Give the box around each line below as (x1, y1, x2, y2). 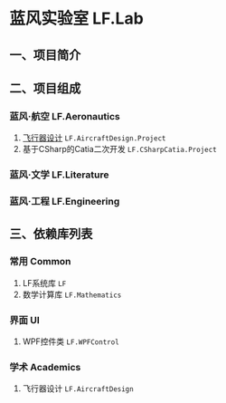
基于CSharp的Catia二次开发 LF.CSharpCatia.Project (22, 144, 217, 155)
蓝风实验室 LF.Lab (9, 8, 145, 29)
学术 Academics (9, 361, 81, 374)
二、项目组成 (9, 81, 81, 96)
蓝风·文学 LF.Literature (9, 168, 109, 181)
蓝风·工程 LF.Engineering (9, 196, 120, 208)
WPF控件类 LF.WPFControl (22, 336, 119, 347)
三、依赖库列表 (9, 225, 93, 241)
